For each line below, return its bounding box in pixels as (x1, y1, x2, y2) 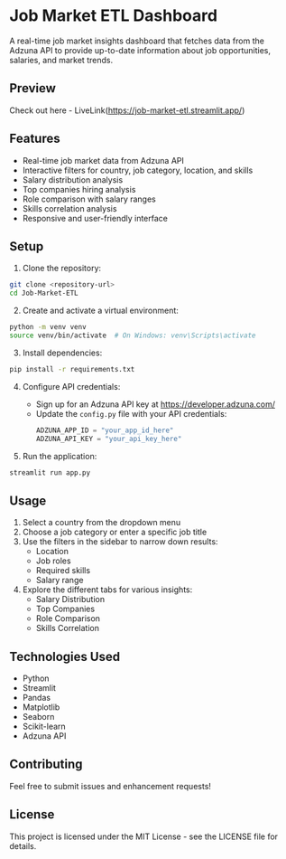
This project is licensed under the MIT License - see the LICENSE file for (9, 831, 278, 842)
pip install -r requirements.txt (9, 364, 135, 373)
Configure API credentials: (22, 381, 121, 392)
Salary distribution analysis (22, 174, 124, 185)
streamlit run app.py (9, 467, 91, 477)
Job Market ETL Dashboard (9, 5, 218, 26)
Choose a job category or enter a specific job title (22, 526, 208, 538)
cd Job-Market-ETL (9, 288, 78, 298)
